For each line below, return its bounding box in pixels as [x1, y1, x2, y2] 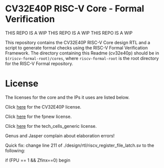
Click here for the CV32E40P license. [5, 104, 82, 110]
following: [5, 147, 25, 154]
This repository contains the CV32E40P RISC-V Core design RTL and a [5, 39, 151, 45]
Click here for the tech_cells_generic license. [5, 123, 97, 129]
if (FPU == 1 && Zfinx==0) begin [5, 157, 71, 163]
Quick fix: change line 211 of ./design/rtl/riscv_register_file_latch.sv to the [5, 142, 155, 148]
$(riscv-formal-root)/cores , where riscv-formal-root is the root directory [5, 55, 159, 61]
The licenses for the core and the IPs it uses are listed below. [5, 94, 130, 100]
